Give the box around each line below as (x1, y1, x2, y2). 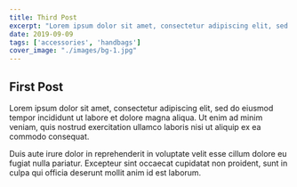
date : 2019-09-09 (9, 29, 74, 38)
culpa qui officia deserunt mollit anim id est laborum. (9, 167, 202, 178)
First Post (9, 79, 64, 94)
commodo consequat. (9, 131, 90, 142)
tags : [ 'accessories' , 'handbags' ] (9, 37, 141, 47)
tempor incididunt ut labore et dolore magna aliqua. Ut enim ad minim (9, 112, 263, 123)
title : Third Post (9, 12, 77, 22)
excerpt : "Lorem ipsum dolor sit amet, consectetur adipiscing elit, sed (9, 21, 289, 30)
